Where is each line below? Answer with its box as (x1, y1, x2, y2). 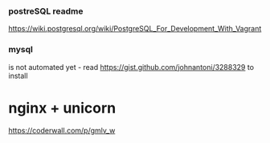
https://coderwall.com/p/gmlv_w (8, 125, 116, 135)
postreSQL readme (8, 6, 84, 17)
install (8, 71, 28, 80)
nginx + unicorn (8, 99, 117, 117)
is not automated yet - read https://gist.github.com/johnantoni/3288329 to (8, 62, 255, 71)
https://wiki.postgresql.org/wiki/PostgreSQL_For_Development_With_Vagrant (8, 24, 262, 34)
